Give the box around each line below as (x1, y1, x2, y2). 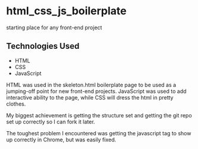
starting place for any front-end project (6, 24, 103, 31)
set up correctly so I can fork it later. (6, 118, 95, 125)
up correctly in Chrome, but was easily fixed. (6, 136, 116, 143)
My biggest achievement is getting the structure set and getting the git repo (6, 111, 192, 119)
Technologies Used (6, 41, 79, 51)
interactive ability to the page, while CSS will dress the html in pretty (6, 94, 174, 101)
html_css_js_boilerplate (6, 4, 127, 18)
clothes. (6, 100, 26, 107)
